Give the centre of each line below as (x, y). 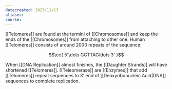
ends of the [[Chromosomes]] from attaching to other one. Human (75, 39)
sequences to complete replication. (43, 81)
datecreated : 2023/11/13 (32, 10)
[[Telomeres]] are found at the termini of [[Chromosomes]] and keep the (82, 34)
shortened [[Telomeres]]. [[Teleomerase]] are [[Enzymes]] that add (76, 70)
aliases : (15, 15)
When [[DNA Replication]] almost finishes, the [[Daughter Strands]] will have (86, 65)
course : (14, 19)
